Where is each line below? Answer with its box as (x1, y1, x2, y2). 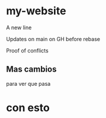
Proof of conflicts (6, 46, 49, 54)
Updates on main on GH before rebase (6, 35, 101, 42)
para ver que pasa (6, 80, 51, 87)
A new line (6, 24, 32, 31)
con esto (6, 101, 50, 114)
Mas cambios (6, 64, 57, 74)
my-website (6, 4, 66, 18)
